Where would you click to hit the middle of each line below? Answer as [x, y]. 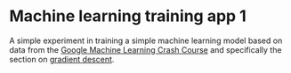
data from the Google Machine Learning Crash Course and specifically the [145, 49]
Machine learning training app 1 [128, 16]
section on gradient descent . [62, 59]
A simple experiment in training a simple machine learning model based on [146, 40]
